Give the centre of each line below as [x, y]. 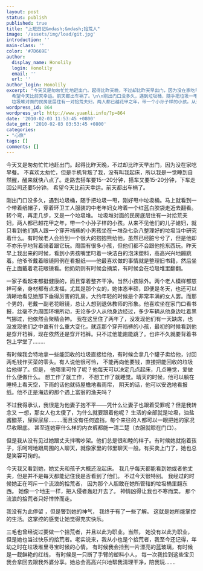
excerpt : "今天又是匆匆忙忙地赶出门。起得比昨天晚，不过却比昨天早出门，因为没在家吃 [101, 91]
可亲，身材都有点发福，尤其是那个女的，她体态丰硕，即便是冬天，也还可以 [104, 288]
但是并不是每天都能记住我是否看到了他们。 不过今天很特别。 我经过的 [103, 476]
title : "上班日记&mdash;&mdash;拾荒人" [53, 29]
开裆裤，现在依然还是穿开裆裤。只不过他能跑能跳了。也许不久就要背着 [104, 334]
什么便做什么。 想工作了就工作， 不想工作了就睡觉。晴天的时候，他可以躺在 [100, 377]
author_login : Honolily [36, 85]
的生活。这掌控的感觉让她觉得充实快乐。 [56, 519]
